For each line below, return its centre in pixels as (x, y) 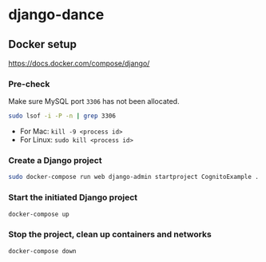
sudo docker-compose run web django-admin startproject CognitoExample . (134, 177)
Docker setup (43, 44)
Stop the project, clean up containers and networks (110, 235)
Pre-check (29, 84)
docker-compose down (43, 251)
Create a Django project (55, 161)
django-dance (56, 15)
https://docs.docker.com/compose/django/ (79, 63)
